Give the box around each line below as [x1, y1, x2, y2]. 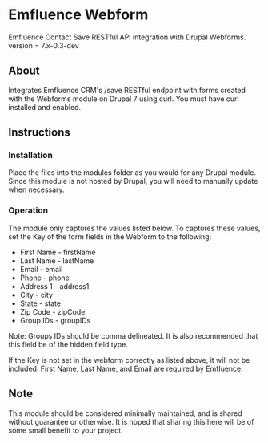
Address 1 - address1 [19, 281, 90, 291]
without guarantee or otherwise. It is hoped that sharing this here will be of [8, 417, 254, 426]
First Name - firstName [19, 247, 96, 257]
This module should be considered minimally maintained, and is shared [8, 408, 242, 418]
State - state [19, 299, 62, 308]
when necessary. [8, 185, 66, 194]
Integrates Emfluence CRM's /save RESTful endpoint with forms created [8, 85, 246, 95]
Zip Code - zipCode [19, 307, 86, 316]
